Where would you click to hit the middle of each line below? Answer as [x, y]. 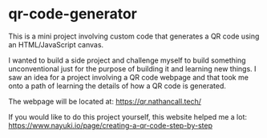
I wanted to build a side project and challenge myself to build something [127, 60]
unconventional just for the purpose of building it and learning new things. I [132, 68]
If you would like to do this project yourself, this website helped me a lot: [127, 116]
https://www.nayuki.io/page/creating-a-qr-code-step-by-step [110, 125]
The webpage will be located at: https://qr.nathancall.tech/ [105, 101]
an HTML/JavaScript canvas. [56, 44]
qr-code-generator [73, 14]
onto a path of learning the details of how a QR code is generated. [117, 86]
